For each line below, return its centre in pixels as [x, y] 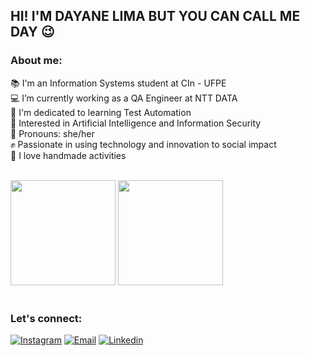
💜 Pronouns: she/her [52, 133]
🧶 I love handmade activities [68, 155]
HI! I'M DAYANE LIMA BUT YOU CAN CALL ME [155, 16]
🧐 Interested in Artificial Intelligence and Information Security [136, 123]
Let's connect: [46, 318]
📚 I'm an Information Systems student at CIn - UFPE [118, 83]
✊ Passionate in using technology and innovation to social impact [143, 144]
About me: [36, 61]
